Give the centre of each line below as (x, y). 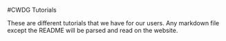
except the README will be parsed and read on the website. (93, 30)
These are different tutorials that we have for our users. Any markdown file (113, 23)
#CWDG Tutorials (32, 10)
